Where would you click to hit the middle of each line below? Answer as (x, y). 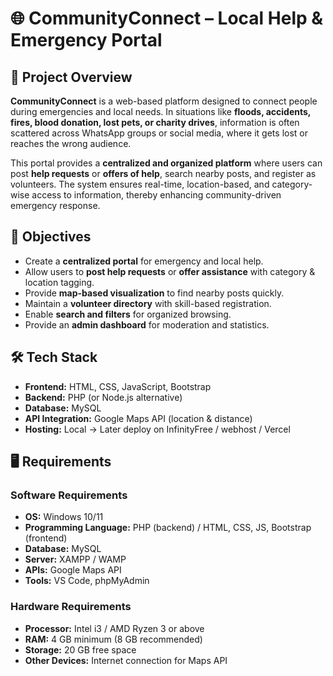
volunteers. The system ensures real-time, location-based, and (140, 184)
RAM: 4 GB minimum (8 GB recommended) (113, 639)
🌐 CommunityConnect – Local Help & (167, 18)
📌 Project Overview (71, 77)
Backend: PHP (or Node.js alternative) (103, 397)
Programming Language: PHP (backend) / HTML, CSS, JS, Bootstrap (168, 528)
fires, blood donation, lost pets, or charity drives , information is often (155, 122)
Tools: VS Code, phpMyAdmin (87, 581)
